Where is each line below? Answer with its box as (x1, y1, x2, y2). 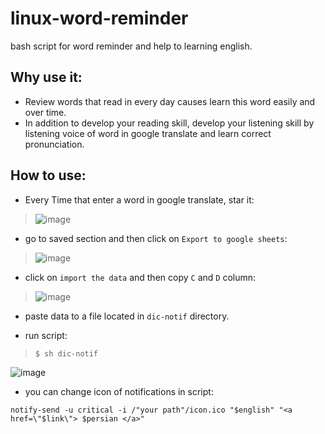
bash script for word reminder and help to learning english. (10, 40, 253, 52)
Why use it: (10, 69, 83, 86)
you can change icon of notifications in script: (24, 385, 214, 397)
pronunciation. (24, 138, 85, 150)
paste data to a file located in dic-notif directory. (24, 310, 230, 322)
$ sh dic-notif (34, 348, 99, 359)
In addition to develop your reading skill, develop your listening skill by (24, 117, 315, 129)
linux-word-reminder (10, 7, 189, 30)
